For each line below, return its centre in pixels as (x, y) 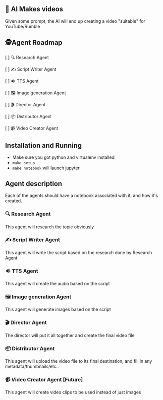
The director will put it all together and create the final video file (70, 335)
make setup (24, 163)
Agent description (34, 183)
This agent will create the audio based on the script (57, 284)
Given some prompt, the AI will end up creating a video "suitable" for (75, 21)
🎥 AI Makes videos (34, 9)
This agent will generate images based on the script (58, 309)
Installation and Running (44, 146)
